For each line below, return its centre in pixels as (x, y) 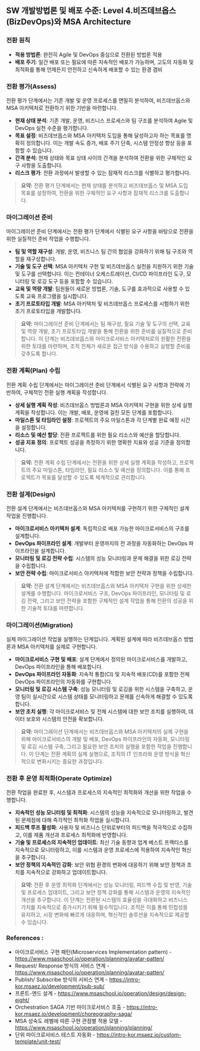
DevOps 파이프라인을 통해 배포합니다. (59, 667)
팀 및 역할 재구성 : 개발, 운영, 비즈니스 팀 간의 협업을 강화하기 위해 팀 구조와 (101, 252)
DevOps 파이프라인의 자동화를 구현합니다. (64, 682)
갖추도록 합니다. (39, 354)
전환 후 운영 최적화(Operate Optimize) (59, 778)
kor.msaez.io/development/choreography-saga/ (74, 1013)
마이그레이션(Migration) (40, 625)
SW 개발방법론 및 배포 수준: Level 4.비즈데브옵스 (91, 11)
